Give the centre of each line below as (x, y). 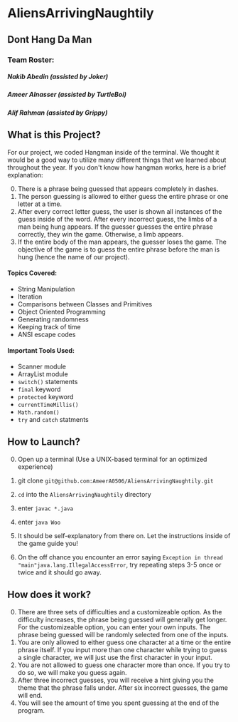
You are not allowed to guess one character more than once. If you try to (124, 665)
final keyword (39, 389)
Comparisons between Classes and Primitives (85, 304)
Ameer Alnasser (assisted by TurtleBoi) (67, 95)
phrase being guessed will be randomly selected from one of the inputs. (123, 634)
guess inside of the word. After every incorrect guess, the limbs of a (117, 219)
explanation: (26, 175)
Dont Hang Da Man (50, 40)
